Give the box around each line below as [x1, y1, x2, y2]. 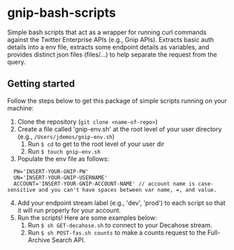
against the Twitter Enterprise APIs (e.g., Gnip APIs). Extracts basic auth [7, 35, 214, 43]
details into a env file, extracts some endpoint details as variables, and [7, 43, 210, 51]
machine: [7, 103, 34, 112]
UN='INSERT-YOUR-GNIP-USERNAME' [13, 174, 108, 181]
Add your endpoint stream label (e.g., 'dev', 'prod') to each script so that [17, 198, 226, 207]
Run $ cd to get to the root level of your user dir [27, 140, 165, 148]
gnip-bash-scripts [7, 5, 117, 21]
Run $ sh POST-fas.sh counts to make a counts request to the [27, 228, 206, 237]
